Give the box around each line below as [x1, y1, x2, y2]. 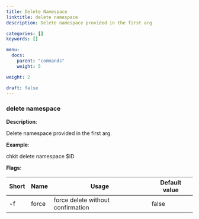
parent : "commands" [17, 58, 65, 64]
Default [160, 178, 182, 186]
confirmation [53, 203, 89, 211]
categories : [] [6, 30, 44, 36]
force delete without [53, 196, 110, 204]
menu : [6, 47, 20, 53]
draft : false [6, 85, 38, 91]
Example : [6, 141, 30, 148]
